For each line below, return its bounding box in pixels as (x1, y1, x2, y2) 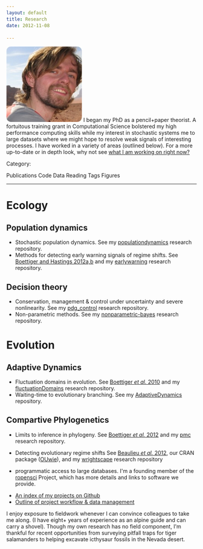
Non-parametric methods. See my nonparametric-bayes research (14, 311, 179, 318)
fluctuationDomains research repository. (14, 385, 116, 392)
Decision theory (6, 281, 68, 292)
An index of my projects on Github (14, 492, 101, 499)
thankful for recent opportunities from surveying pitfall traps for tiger (6, 529, 177, 536)
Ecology (6, 199, 48, 213)
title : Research (6, 16, 47, 22)
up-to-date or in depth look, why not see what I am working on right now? (6, 149, 190, 156)
